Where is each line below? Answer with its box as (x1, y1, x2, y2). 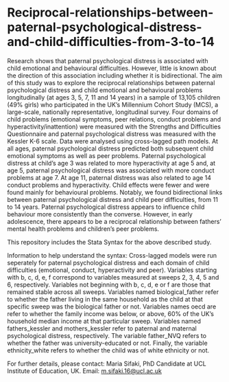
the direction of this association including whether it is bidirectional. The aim (7, 71, 223, 80)
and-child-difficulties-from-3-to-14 (7, 34, 215, 49)
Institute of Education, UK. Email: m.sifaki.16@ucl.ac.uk (7, 366, 162, 375)
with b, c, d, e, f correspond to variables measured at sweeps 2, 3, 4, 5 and (7, 273, 219, 281)
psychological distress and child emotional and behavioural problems (7, 86, 203, 94)
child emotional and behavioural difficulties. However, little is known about (7, 64, 217, 72)
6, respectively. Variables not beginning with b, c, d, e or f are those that (7, 280, 211, 289)
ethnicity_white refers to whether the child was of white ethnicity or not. (7, 346, 210, 355)
